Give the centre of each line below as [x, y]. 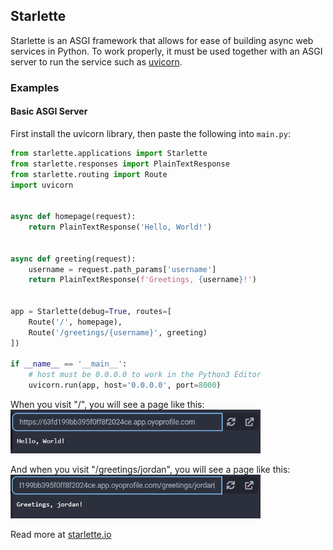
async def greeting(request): [73, 259]
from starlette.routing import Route [89, 174]
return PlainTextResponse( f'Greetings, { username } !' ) [142, 280]
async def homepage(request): [73, 217]
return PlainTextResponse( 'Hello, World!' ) [120, 227]
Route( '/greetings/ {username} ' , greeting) [118, 332]
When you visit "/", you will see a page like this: [107, 405]
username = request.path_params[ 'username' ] [122, 269]
